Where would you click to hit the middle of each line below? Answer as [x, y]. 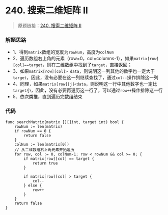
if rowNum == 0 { [33, 131]
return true [45, 163]
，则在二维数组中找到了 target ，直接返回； [87, 65]
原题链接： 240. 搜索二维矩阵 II [50, 25]
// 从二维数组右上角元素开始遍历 [45, 150]
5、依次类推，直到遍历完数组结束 [48, 97]
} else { [33, 185]
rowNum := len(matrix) [38, 126]
